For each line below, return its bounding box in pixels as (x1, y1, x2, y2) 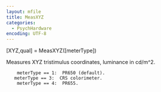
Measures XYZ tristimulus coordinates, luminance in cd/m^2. (6, 59, 156, 66)
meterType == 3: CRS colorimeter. (14, 75, 103, 81)
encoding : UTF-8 (6, 31, 47, 37)
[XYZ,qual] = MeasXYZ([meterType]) (6, 47, 97, 54)
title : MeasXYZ (6, 14, 44, 20)
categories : (6, 20, 36, 26)
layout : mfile (6, 8, 42, 15)
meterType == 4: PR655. (17, 81, 79, 87)
